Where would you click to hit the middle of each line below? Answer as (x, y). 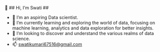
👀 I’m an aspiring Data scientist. (45, 17)
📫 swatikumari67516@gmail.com (47, 44)
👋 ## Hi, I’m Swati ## (27, 8)
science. (21, 38)
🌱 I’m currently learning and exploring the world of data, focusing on (84, 23)
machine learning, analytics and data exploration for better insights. (83, 28)
